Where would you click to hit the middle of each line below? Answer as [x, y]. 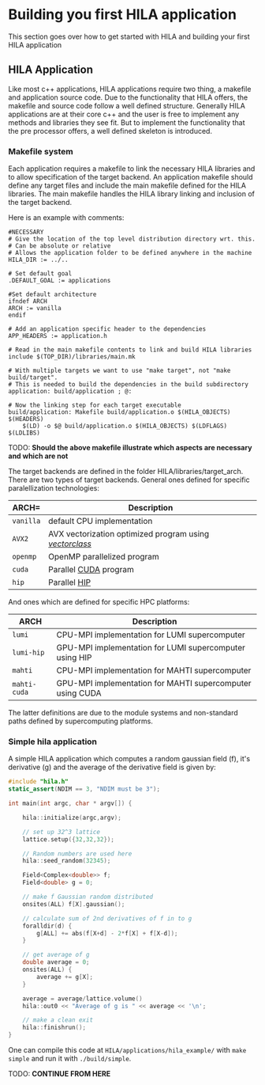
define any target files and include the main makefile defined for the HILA [127, 186]
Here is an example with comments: [66, 218]
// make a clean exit [58, 1020]
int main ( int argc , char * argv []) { [70, 804]
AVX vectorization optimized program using [129, 534]
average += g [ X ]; [65, 977]
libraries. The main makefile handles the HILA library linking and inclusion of [131, 194]
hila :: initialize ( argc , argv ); [72, 818]
